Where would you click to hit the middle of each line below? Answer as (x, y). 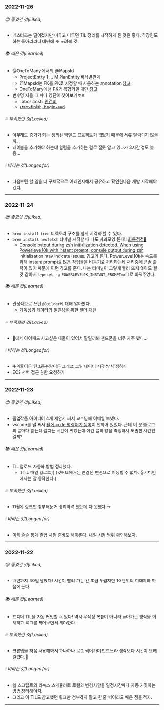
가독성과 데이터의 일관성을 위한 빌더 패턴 (58, 310)
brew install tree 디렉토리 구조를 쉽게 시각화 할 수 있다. (67, 233)
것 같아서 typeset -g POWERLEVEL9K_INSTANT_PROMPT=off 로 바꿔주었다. (87, 274)
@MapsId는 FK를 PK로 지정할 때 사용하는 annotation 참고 (75, 83)
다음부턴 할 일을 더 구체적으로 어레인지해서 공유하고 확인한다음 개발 (76, 181)
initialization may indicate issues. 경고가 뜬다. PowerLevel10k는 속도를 (88, 256)
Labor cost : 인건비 (38, 102)
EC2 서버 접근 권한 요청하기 (38, 372)
